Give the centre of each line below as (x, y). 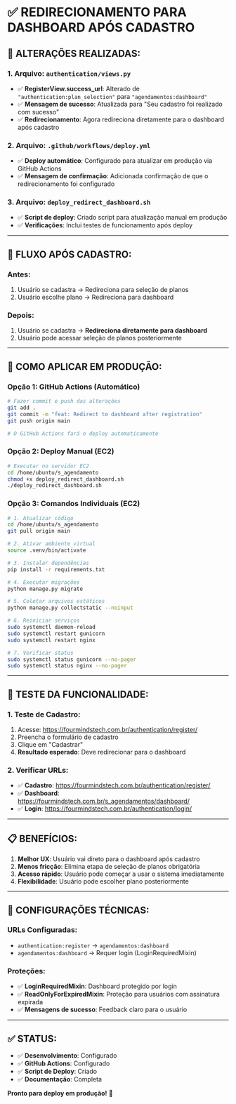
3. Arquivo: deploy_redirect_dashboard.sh (79, 202)
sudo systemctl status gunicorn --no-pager (72, 659)
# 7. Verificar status (40, 653)
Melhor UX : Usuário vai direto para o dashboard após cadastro (109, 859)
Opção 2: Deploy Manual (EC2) (61, 451)
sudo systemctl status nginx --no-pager (67, 666)
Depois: (21, 315)
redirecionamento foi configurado (66, 184)
